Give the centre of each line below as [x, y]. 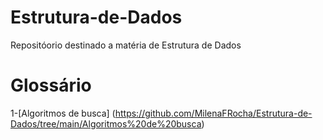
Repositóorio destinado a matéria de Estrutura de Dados [126, 45]
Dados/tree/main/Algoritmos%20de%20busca [106, 123]
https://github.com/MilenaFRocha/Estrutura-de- [213, 113]
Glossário [51, 85]
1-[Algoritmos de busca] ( [63, 113]
